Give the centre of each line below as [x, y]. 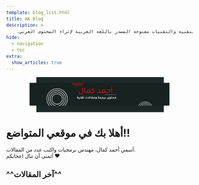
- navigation [28, 44]
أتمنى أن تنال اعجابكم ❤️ [33, 156]
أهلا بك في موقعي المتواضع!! [68, 133]
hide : [13, 38]
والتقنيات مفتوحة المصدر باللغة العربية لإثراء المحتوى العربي [98, 31]
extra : [14, 56]
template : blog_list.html [38, 12]
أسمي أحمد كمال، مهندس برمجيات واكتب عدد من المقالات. [71, 149]
